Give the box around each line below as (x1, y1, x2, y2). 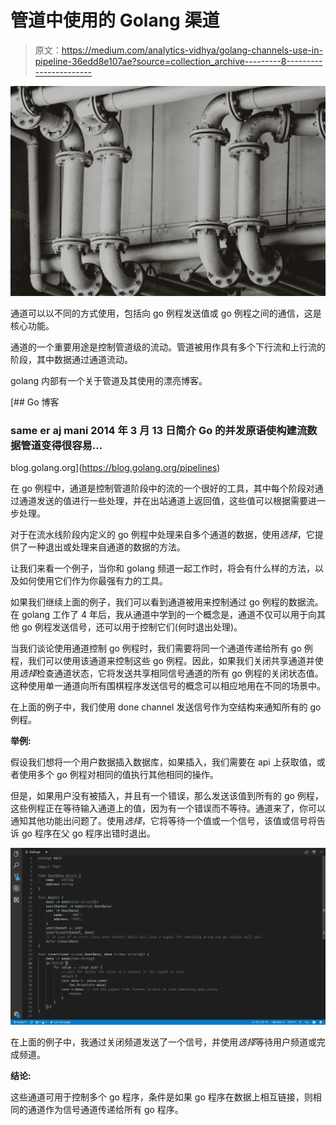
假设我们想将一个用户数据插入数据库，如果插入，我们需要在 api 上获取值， (10, 756, 317, 768)
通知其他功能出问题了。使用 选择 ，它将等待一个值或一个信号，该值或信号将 (10, 814, 317, 826)
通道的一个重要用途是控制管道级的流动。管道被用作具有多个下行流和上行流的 (10, 341, 326, 353)
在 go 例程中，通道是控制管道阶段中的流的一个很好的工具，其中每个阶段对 (10, 482, 315, 494)
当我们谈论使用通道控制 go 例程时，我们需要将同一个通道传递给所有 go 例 (10, 642, 313, 654)
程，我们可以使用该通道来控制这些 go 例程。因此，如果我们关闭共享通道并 (10, 654, 315, 666)
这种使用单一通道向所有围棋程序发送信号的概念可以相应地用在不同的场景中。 (10, 679, 326, 691)
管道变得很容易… (20, 438, 103, 452)
